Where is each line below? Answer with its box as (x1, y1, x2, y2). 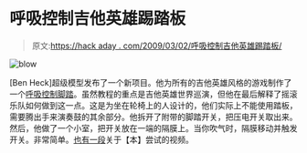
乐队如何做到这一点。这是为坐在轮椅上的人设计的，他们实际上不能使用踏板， (9, 99, 298, 110)
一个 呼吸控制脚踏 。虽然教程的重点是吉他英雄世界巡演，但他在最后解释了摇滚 (9, 88, 298, 99)
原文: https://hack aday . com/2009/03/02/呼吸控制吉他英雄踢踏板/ (31, 40, 282, 51)
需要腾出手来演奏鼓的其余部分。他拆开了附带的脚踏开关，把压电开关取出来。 (9, 111, 298, 122)
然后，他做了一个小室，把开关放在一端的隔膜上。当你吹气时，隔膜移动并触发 (9, 122, 298, 133)
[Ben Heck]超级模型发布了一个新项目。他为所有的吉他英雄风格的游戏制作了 (9, 76, 292, 87)
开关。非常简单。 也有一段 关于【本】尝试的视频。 (9, 134, 194, 145)
